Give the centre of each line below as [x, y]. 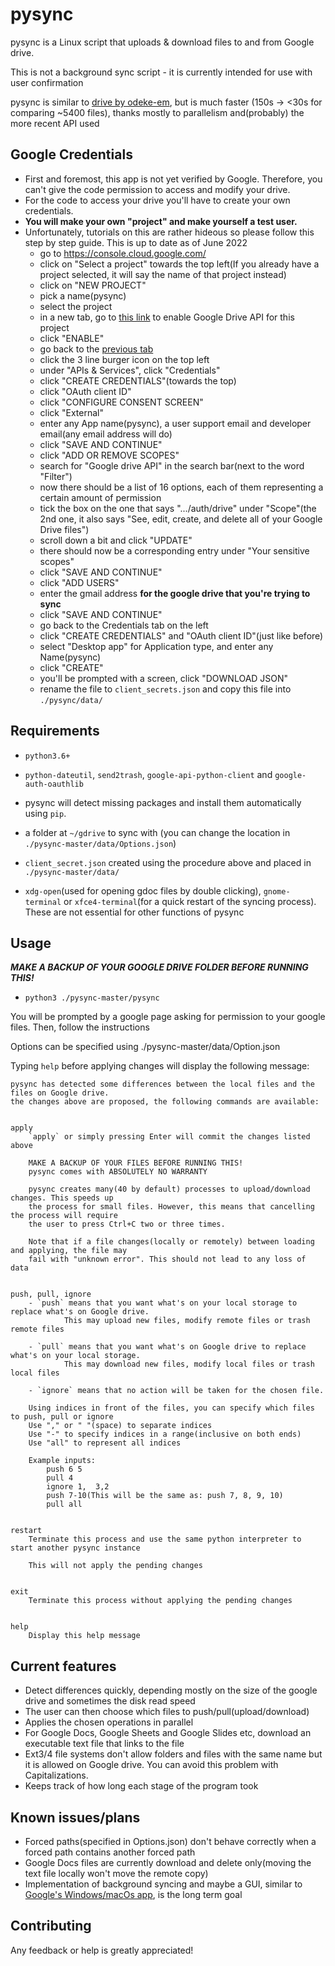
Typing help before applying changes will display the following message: [160, 1066]
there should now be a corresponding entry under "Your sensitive [174, 550]
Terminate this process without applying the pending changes [160, 1601]
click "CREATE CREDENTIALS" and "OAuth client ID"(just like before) [181, 635]
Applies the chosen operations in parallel [109, 1722]
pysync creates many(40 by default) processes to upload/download [169, 1189]
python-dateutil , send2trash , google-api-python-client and [148, 774]
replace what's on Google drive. [80, 1312]
